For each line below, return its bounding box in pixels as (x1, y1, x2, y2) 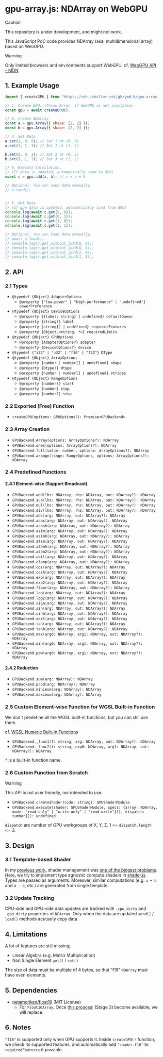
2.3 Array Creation (5, 426, 50, 433)
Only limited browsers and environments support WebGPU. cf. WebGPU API (5, 62, 157, 68)
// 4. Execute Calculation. (5, 165, 62, 170)
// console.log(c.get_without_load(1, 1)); (5, 254, 95, 259)
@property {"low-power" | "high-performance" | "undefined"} (19, 300, 146, 304)
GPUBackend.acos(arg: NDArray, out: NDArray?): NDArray (12, 518, 128, 523)
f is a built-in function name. (5, 757, 62, 763)
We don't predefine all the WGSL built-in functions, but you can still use (5, 715, 148, 721)
